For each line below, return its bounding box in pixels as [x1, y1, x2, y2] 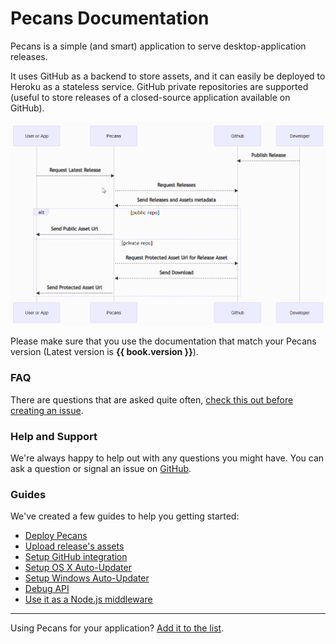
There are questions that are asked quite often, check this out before [10, 393, 294, 406]
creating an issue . [10, 404, 84, 416]
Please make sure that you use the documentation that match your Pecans [10, 335, 317, 347]
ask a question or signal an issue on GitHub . [10, 462, 192, 474]
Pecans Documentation [10, 7, 210, 30]
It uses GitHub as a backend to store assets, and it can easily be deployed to [10, 70, 326, 82]
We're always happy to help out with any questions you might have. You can [10, 452, 325, 464]
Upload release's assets [24, 540, 125, 552]
